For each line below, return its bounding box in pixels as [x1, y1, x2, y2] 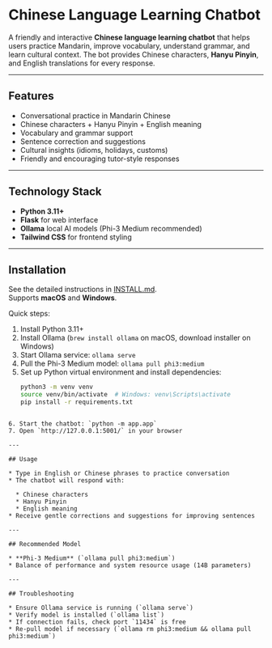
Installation [8, 263, 66, 277]
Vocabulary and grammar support [19, 128, 134, 138]
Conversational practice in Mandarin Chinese [19, 111, 172, 121]
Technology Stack [8, 184, 102, 199]
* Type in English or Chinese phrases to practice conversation [8, 469, 230, 477]
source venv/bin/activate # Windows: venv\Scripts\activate [19, 391, 232, 399]
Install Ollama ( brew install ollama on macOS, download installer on [19, 333, 251, 343]
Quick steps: [8, 309, 50, 319]
